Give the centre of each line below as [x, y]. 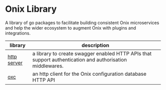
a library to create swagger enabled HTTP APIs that [92, 54]
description [95, 45]
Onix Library [31, 9]
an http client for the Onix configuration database [89, 74]
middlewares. [48, 66]
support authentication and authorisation [80, 60]
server [15, 62]
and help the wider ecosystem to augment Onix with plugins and [71, 28]
